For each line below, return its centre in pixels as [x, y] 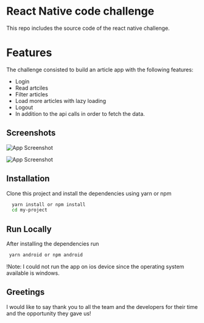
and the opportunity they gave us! [49, 313]
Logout [24, 107]
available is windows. [33, 273]
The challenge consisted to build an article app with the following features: [100, 69]
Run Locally [29, 229]
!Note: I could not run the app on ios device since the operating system [95, 266]
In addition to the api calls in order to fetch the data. [80, 113]
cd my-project [30, 210]
